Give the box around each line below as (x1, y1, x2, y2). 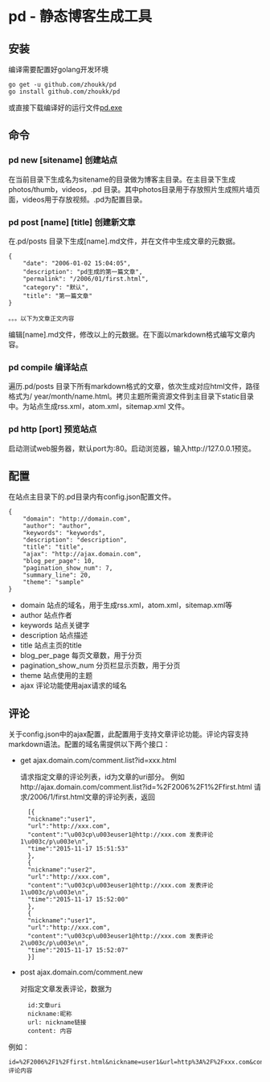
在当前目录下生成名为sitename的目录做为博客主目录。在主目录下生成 (8, 174, 235, 184)
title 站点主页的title (19, 640, 82, 651)
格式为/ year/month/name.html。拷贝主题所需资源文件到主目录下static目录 (8, 391, 255, 402)
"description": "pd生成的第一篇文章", (22, 267, 143, 276)
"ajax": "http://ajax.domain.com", (22, 550, 142, 558)
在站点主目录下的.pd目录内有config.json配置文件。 (8, 492, 176, 502)
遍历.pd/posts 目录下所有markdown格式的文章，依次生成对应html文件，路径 (8, 382, 260, 391)
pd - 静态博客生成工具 (8, 7, 153, 26)
